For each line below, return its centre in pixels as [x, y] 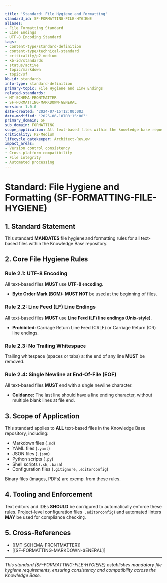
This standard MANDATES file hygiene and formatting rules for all [73, 238]
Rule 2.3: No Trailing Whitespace [45, 346]
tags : [11, 42]
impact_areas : [20, 144]
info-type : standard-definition [39, 84]
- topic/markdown [23, 70]
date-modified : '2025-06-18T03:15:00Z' [46, 116]
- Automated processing [30, 162]
